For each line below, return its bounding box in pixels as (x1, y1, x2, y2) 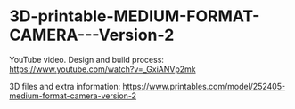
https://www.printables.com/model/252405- (122, 81, 286, 91)
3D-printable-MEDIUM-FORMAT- (9, 6, 260, 27)
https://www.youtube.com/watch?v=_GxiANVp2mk (9, 64, 196, 74)
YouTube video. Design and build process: (9, 54, 165, 65)
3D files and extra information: (9, 81, 121, 91)
